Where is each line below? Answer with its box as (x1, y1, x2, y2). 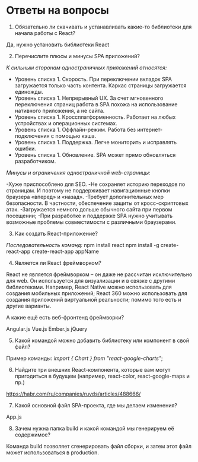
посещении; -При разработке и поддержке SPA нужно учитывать (6, 212, 173, 219)
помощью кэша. (55, 132, 97, 140)
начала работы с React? (14, 29, 76, 36)
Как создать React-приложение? (14, 230, 98, 237)
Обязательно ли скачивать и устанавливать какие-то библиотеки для (14, 23, 192, 30)
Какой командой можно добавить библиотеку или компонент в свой (14, 337, 190, 344)
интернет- (137, 126, 163, 133)
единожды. (14, 88, 43, 95)
